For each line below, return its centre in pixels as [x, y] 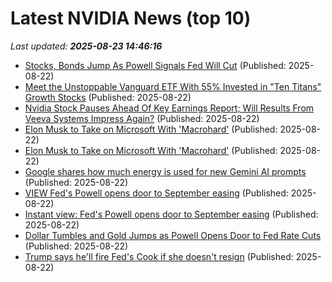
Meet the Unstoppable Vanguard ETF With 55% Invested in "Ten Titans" [173, 86]
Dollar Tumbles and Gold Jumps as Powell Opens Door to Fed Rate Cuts [173, 235]
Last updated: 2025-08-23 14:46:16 [86, 46]
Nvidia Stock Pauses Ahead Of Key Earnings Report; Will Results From [169, 108]
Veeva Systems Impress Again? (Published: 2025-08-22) [142, 118]
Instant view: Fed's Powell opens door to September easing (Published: [171, 214]
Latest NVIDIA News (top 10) [131, 18]
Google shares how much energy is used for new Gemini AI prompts [165, 171]
